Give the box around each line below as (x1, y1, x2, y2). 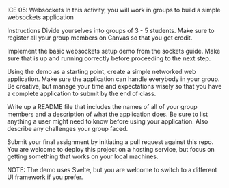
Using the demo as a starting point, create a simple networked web (7, 68, 196, 75)
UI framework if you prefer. (7, 173, 83, 181)
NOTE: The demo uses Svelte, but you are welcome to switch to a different (7, 166, 217, 174)
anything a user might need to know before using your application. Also (7, 117, 208, 126)
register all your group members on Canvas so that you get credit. (7, 34, 193, 42)
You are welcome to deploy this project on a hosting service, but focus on (7, 145, 215, 153)
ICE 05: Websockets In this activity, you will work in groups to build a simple (7, 6, 221, 14)
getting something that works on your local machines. (7, 152, 159, 161)
